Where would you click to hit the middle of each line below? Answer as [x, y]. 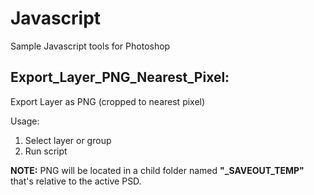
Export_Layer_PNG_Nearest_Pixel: [120, 77]
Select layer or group [68, 140]
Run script [46, 151]
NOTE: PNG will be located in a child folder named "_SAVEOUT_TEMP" [157, 170]
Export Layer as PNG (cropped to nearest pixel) [108, 101]
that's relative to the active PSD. [76, 181]
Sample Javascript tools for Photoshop [90, 46]
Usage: [25, 121]
